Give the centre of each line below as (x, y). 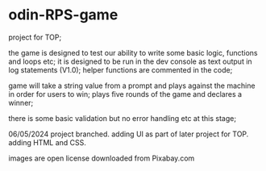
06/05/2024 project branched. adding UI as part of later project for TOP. (129, 134)
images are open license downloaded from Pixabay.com (102, 158)
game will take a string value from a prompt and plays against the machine (132, 85)
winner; (21, 102)
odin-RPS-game (63, 15)
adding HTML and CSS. (47, 142)
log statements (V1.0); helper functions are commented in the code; (121, 69)
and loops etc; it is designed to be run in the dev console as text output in (130, 61)
